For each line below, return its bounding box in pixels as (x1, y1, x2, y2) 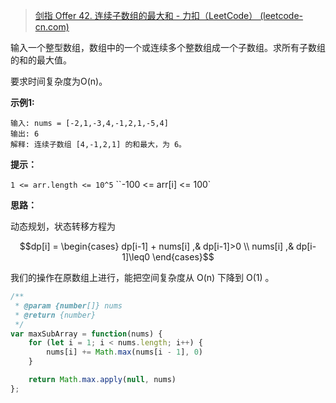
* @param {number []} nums (14, 300, 123, 311)
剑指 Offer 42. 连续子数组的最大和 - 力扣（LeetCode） (34, 10, 258, 21)
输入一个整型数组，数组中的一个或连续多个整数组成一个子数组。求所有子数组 (10, 42, 326, 53)
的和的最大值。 (10, 54, 72, 66)
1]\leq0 (121, 251, 151, 263)
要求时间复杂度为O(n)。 (10, 75, 108, 87)
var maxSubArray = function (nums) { (10, 329, 163, 339)
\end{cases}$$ (151, 251, 215, 263)
